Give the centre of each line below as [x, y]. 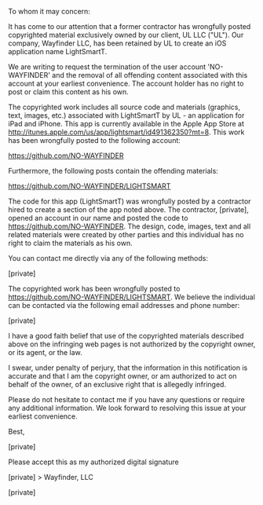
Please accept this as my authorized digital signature [93, 462]
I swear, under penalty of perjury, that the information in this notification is [128, 368]
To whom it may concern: [49, 11]
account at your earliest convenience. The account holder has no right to [126, 83]
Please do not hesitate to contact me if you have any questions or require [126, 399]
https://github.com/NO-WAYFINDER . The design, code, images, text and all [130, 226]
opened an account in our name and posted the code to [98, 218]
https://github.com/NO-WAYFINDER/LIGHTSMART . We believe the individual [131, 297]
